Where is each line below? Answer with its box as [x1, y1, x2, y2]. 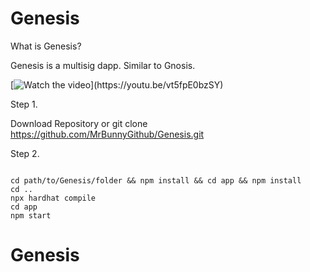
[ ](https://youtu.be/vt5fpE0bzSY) [10, 78, 224, 91]
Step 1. [10, 98, 38, 110]
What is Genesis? [10, 40, 82, 52]
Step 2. [10, 147, 40, 159]
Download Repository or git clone [10, 117, 148, 129]
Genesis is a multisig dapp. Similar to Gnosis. [10, 59, 196, 71]
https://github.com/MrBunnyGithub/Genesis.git [10, 128, 205, 140]
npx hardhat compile [10, 193, 97, 203]
